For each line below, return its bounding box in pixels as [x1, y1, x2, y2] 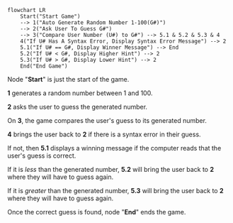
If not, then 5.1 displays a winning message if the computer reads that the [7, 144, 222, 152]
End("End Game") [20, 62, 69, 70]
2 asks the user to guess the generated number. [7, 103, 147, 111]
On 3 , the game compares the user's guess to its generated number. [7, 116, 208, 124]
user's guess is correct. [7, 151, 76, 160]
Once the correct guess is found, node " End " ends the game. [7, 208, 186, 216]
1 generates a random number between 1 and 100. [7, 89, 153, 97]
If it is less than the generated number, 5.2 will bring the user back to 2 [7, 165, 215, 173]
